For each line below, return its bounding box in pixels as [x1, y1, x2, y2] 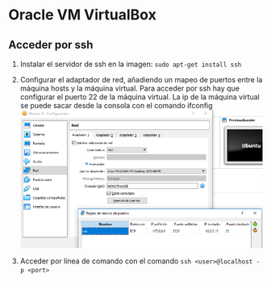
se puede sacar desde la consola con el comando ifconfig [19, 101, 213, 110]
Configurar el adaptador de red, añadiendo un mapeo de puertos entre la [19, 75, 263, 84]
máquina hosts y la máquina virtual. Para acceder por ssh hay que [19, 83, 240, 93]
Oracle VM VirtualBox [8, 6, 157, 24]
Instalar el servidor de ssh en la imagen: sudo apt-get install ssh [19, 59, 242, 69]
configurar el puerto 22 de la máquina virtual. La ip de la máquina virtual [19, 92, 260, 102]
